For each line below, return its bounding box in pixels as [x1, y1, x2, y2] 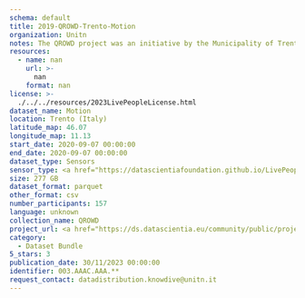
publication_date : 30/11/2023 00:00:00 [9, 258, 161, 268]
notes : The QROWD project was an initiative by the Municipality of [9, 38, 274, 48]
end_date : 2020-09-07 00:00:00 [9, 148, 128, 157]
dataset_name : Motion [9, 106, 92, 115]
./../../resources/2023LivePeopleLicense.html [17, 97, 197, 107]
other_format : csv [9, 191, 79, 200]
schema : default [9, 13, 71, 23]
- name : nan [17, 55, 64, 65]
